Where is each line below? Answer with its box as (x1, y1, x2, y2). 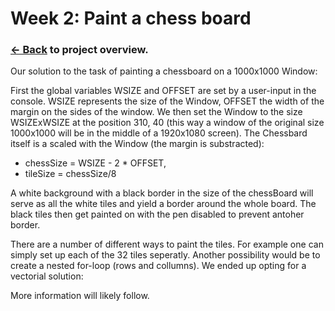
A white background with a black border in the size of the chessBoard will (10, 187, 314, 199)
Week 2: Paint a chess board (10, 7, 252, 30)
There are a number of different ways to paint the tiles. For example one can (10, 238, 324, 251)
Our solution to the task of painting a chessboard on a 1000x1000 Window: (10, 65, 318, 77)
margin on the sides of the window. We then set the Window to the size (10, 106, 303, 118)
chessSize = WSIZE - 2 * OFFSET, (24, 157, 167, 169)
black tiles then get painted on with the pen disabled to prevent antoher (10, 208, 305, 221)
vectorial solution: (10, 270, 84, 282)
